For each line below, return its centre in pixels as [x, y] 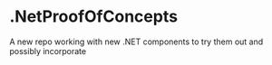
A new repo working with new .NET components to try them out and [136, 42]
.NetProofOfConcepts [94, 17]
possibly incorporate [48, 51]
